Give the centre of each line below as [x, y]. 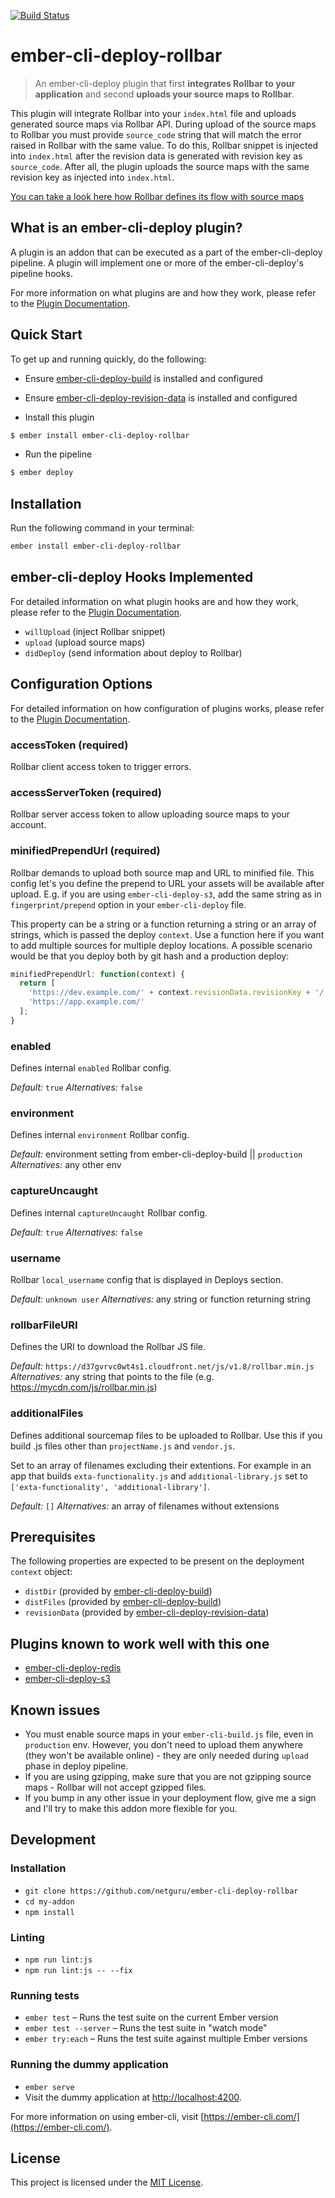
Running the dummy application [89, 2065]
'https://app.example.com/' [86, 1002]
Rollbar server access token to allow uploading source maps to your [150, 814]
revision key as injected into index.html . [92, 177]
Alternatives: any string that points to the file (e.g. [112, 1377]
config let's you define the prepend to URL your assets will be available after [167, 883]
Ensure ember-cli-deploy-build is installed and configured [143, 378]
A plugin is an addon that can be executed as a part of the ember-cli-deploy [166, 252]
